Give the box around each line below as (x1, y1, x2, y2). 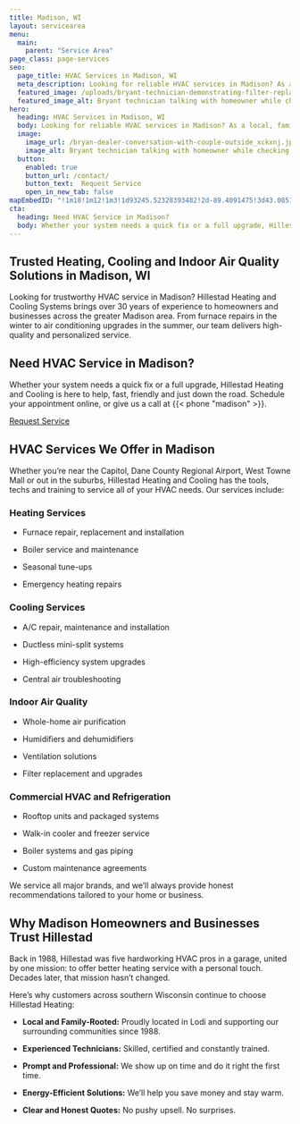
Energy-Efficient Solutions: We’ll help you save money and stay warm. (21, 1087, 284, 1098)
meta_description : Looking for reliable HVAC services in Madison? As (17, 80, 286, 89)
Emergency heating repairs (21, 579, 122, 590)
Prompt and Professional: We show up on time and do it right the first (21, 1061, 280, 1071)
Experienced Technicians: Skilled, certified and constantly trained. (21, 1043, 271, 1053)
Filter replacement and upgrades (21, 768, 143, 779)
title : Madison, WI (9, 13, 82, 22)
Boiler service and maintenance (21, 545, 139, 555)
